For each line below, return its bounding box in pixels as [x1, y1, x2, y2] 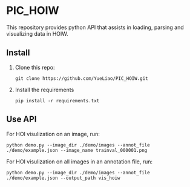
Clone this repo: [15, 64, 55, 71]
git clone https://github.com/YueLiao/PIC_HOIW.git [15, 75, 148, 82]
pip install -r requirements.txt [15, 97, 100, 103]
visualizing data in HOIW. [6, 30, 68, 37]
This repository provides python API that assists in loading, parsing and [6, 24, 185, 31]
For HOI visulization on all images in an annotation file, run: [6, 158, 153, 165]
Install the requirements [15, 86, 74, 93]
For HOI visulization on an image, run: [6, 130, 100, 137]
